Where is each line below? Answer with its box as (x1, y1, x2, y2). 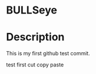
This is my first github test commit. (6, 50, 90, 57)
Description (6, 31, 65, 44)
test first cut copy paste (6, 61, 64, 68)
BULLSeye (6, 4, 58, 17)
